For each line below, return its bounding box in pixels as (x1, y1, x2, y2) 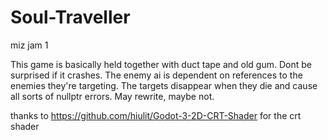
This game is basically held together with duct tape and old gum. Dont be (10, 58, 312, 70)
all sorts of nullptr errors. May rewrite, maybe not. (10, 90, 215, 102)
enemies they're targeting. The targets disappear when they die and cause (10, 79, 318, 91)
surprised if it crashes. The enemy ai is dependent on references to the (10, 69, 303, 81)
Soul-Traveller (10, 6, 131, 29)
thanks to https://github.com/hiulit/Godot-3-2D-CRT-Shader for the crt (10, 109, 302, 121)
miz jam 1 (10, 39, 49, 51)
